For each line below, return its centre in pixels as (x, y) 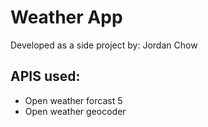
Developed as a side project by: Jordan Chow (104, 45)
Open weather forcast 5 (73, 100)
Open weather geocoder (75, 111)
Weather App (66, 17)
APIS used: (45, 76)
